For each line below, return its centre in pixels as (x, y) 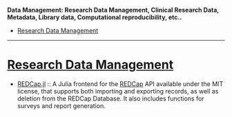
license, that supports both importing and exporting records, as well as (118, 91)
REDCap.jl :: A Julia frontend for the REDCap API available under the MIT (120, 84)
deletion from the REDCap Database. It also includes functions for (111, 98)
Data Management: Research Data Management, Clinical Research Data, (113, 10)
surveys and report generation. (61, 105)
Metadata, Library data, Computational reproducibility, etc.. (95, 17)
